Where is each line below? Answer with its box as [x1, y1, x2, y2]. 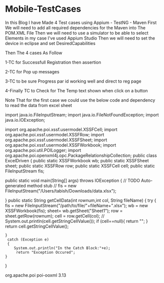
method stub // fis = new [26, 182, 77, 189]
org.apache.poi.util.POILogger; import [5, 147, 82, 153]
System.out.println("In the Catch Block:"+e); [14, 245, 111, 250]
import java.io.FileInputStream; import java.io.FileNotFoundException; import [5, 111, 159, 118]
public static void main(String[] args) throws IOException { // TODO [5, 177, 141, 183]
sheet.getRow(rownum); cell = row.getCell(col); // [5, 213, 105, 218]
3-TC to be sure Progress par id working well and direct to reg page [5, 78, 141, 84]
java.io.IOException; [5, 117, 46, 123]
